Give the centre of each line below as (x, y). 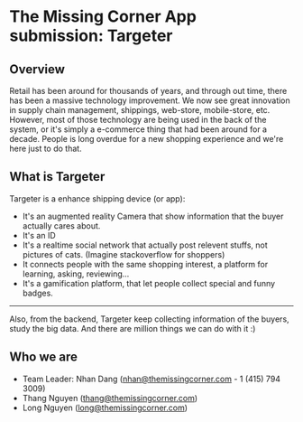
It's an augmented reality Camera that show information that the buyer (153, 216)
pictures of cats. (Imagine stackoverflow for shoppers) (124, 254)
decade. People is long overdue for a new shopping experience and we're (147, 139)
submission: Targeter (91, 36)
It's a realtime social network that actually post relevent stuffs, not (145, 245)
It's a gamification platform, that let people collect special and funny (149, 283)
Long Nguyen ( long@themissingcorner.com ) (105, 408)
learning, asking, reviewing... (76, 274)
